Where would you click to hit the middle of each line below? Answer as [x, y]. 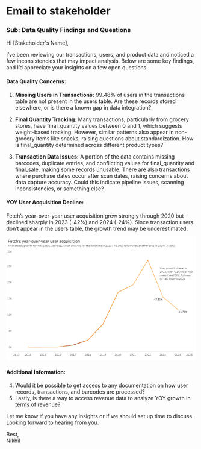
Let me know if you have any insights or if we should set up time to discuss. [100, 416]
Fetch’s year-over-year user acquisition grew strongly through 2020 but [95, 216]
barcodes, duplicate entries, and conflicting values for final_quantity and [104, 163]
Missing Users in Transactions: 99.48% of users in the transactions [100, 95]
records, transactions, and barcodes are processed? [80, 392]
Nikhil [13, 441]
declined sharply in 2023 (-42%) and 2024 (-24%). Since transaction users [100, 222]
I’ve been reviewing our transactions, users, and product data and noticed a [100, 55]
